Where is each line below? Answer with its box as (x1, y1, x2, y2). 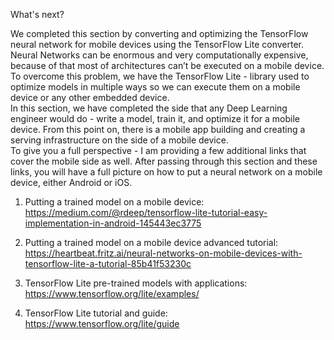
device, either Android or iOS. (10, 177, 133, 188)
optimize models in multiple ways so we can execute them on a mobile (10, 81, 301, 93)
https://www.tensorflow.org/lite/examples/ (24, 288, 200, 299)
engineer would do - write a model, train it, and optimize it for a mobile (10, 113, 300, 124)
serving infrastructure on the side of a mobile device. (10, 134, 229, 146)
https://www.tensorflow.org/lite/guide (24, 318, 180, 329)
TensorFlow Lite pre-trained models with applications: (24, 277, 248, 289)
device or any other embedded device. (10, 92, 170, 103)
